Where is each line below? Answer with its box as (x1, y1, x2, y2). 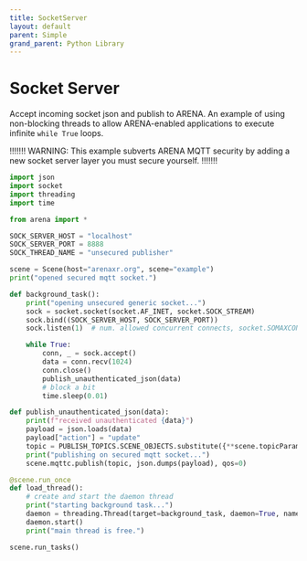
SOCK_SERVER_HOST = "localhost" (9, 231, 132, 240)
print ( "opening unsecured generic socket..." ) (26, 298, 206, 307)
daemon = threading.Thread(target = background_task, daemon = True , (26, 509, 281, 519)
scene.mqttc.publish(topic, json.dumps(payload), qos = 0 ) (26, 459, 248, 468)
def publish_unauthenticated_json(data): (9, 408, 170, 417)
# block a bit (42, 383, 96, 392)
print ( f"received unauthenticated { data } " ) (26, 417, 195, 426)
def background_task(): (9, 290, 101, 299)
